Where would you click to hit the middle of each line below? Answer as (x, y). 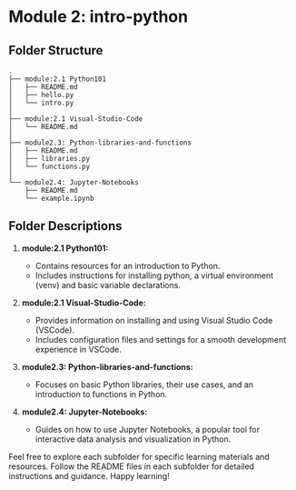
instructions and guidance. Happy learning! (89, 475)
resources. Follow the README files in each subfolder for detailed (132, 466)
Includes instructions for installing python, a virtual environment (154, 275)
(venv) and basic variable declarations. (108, 285)
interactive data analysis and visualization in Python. (133, 439)
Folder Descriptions (66, 226)
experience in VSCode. (78, 349)
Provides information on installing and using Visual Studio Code (154, 320)
